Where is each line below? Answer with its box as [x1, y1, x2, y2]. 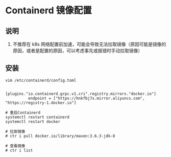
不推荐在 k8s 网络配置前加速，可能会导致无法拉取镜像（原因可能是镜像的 [12, 41, 166, 47]
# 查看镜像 [5, 143, 26, 148]
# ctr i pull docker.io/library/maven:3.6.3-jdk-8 [5, 133, 115, 139]
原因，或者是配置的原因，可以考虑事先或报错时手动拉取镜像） [12, 48, 143, 54]
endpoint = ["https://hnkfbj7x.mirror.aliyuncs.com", [28, 96, 145, 101]
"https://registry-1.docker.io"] [5, 100, 77, 105]
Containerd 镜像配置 [5, 5, 92, 16]
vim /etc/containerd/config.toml [5, 78, 77, 83]
